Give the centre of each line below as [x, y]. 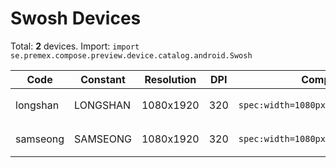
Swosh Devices [76, 18]
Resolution [170, 79]
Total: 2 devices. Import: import [75, 46]
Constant [103, 79]
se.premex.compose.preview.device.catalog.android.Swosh [131, 55]
